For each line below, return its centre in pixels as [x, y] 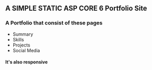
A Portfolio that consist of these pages [54, 23]
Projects [21, 45]
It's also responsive [27, 62]
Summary [23, 34]
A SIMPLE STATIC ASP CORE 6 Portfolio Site [76, 8]
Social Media [26, 50]
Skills [18, 39]
